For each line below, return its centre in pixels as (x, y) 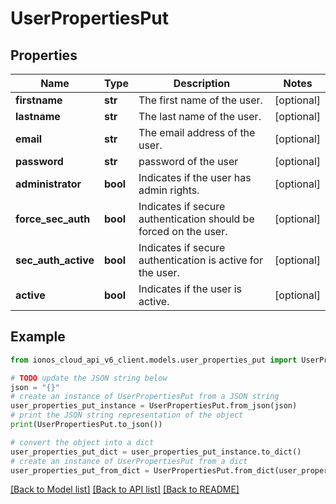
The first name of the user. (200, 100)
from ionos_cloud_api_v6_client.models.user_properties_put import (154, 360)
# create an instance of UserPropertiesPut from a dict (129, 461)
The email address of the (197, 132)
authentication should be (196, 219)
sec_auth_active (55, 260)
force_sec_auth (53, 219)
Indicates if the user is (190, 289)
